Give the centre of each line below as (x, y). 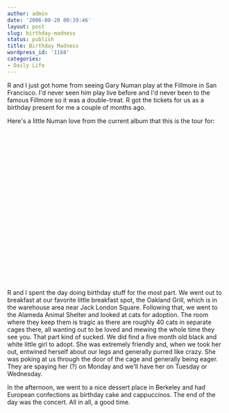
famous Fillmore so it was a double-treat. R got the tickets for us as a (106, 100)
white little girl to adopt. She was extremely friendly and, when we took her (114, 344)
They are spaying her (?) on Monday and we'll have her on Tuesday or (107, 366)
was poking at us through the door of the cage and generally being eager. (113, 359)
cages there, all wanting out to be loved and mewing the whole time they (111, 329)
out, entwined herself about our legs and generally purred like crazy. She (112, 351)
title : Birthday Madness (43, 46)
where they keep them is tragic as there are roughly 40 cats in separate (109, 322)
